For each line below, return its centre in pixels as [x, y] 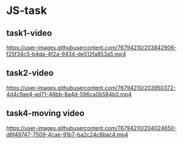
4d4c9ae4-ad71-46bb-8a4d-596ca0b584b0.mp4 [69, 94]
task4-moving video [46, 113]
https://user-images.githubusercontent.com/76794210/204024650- [91, 128]
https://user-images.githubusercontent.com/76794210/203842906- [91, 47]
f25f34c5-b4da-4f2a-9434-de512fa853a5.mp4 [66, 54]
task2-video [30, 73]
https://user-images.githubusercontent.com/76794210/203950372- [91, 87]
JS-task [27, 11]
